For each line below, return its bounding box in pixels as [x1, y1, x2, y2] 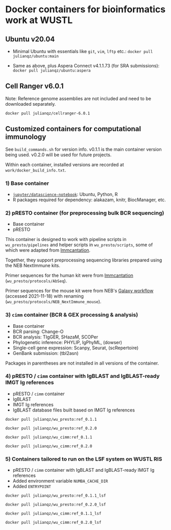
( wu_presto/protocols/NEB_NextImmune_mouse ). [5, 299, 102, 305]
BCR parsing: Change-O [12, 328, 64, 334]
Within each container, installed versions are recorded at [5, 161, 124, 167]
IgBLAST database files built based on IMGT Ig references [12, 407, 135, 413]
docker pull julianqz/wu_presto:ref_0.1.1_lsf [5, 493, 106, 498]
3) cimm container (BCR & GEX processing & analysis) [5, 311, 138, 319]
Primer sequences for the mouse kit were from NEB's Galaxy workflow [5, 287, 154, 294]
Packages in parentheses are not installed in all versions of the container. [5, 360, 159, 366]
